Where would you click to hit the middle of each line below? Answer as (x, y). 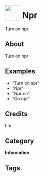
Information (17, 153)
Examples (20, 71)
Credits (16, 114)
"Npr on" (21, 93)
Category (20, 141)
